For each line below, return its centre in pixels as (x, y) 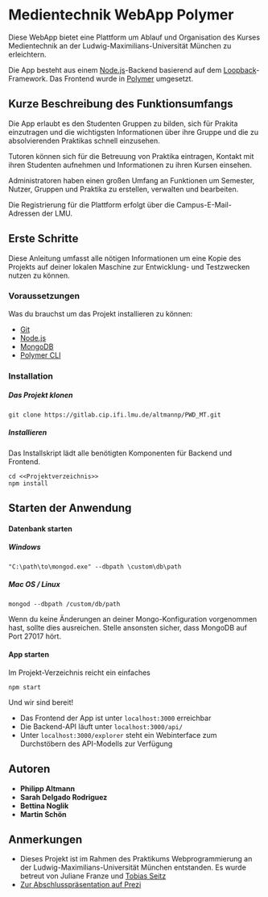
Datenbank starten (40, 528)
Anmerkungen (45, 840)
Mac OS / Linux (34, 585)
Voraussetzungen (44, 296)
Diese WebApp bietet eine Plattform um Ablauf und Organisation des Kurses (134, 37)
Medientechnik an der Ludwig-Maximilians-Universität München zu (120, 45)
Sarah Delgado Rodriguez (64, 797)
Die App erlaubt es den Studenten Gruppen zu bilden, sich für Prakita (123, 124)
